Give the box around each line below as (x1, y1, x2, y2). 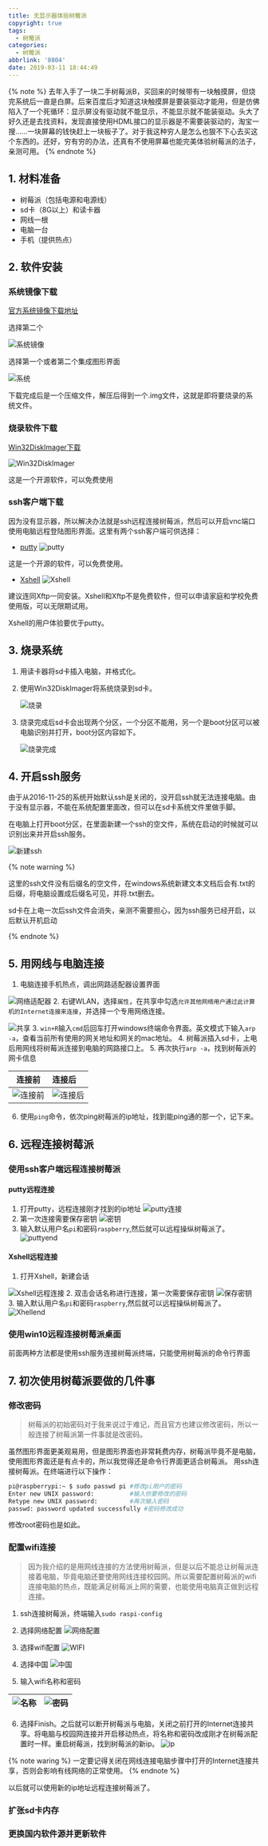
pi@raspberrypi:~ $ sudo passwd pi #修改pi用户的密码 (8, 1482, 183, 1490)
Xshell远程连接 (8, 1252, 58, 1262)
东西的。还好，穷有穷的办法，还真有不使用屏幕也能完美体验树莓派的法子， (14, 137, 260, 146)
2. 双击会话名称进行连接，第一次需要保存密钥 (66, 1289, 215, 1297)
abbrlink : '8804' (8, 57, 66, 65)
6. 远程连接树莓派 (8, 1137, 94, 1151)
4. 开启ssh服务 (8, 770, 81, 783)
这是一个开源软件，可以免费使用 (8, 474, 113, 484)
